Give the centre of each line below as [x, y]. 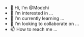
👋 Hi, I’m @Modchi [30, 8]
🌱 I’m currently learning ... [37, 18]
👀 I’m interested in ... [32, 13]
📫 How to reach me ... [34, 29]
